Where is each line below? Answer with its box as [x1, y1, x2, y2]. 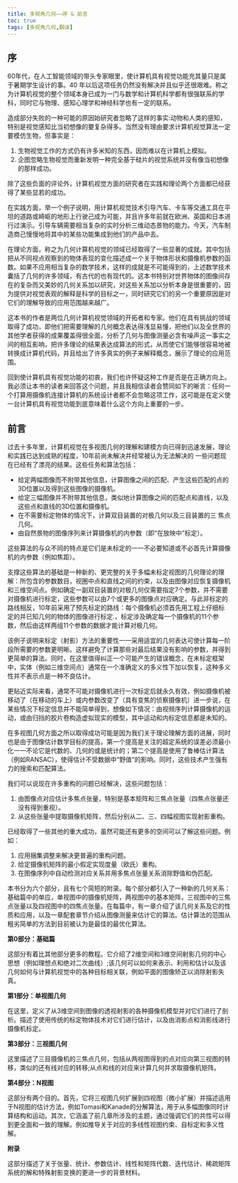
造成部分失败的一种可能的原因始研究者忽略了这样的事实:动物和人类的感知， [7, 114, 227, 122]
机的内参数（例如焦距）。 [7, 553, 79, 561]
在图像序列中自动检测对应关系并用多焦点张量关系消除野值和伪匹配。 [17, 869, 217, 877]
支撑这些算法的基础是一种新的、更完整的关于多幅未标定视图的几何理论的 [7, 568, 218, 576]
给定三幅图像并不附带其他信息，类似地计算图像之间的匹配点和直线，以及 [17, 493, 229, 502]
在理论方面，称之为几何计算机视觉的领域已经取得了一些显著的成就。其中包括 [7, 245, 231, 254]
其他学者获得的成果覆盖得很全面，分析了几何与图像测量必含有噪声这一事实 [7, 331, 225, 340]
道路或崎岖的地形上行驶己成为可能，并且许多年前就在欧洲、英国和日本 [19, 212, 225, 221]
